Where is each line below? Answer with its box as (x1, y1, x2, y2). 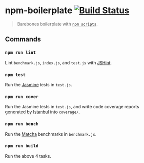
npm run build (5, 143, 39, 149)
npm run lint (5, 50, 36, 56)
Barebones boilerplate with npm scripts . (17, 21, 98, 27)
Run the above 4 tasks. (5, 153, 51, 159)
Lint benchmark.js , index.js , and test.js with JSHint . (5, 60, 112, 65)
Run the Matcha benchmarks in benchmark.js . (5, 131, 97, 137)
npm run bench (5, 121, 39, 127)
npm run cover (5, 94, 39, 100)
